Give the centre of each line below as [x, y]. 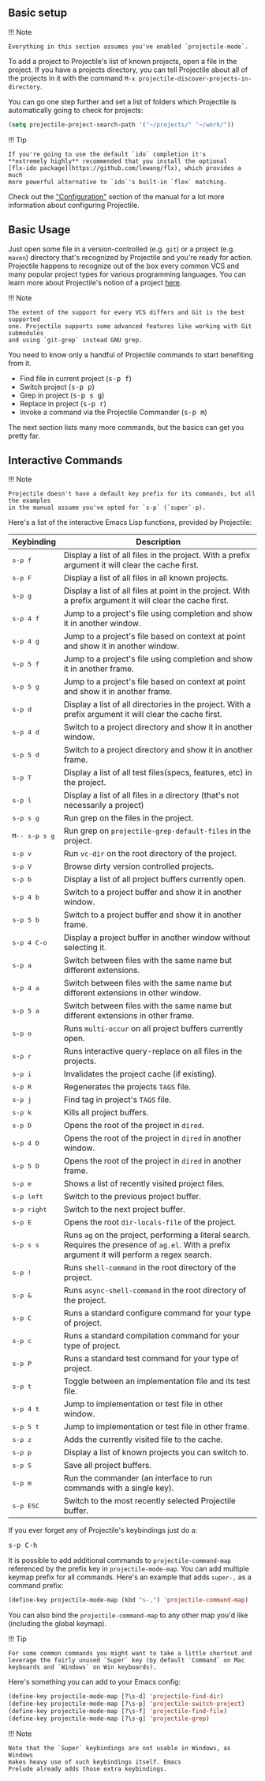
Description [159, 542]
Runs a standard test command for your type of [151, 1359]
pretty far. [24, 436]
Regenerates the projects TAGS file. [127, 1087]
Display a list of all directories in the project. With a [157, 704]
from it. [20, 363]
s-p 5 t [26, 1426]
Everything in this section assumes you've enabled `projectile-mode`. [128, 47]
